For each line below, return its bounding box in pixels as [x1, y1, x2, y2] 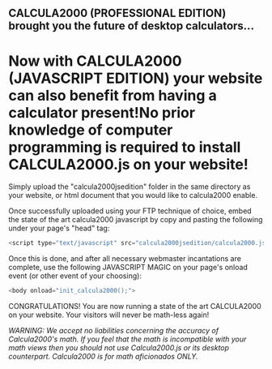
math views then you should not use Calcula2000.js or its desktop [8, 343, 229, 353]
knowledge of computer [8, 121, 173, 139]
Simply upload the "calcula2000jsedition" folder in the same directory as [8, 182, 251, 191]
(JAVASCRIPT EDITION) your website [8, 69, 263, 88]
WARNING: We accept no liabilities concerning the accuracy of [8, 326, 219, 336]
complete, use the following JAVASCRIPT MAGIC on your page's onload [8, 263, 249, 272]
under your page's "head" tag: [8, 223, 110, 234]
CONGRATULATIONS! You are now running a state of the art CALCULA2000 [8, 302, 261, 311]
